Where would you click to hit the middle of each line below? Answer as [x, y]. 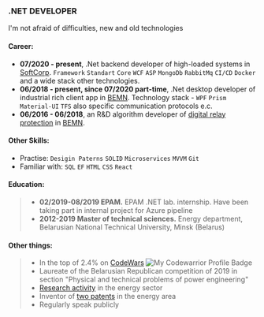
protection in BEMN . [52, 122]
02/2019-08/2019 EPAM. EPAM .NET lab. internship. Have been [144, 202]
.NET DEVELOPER [43, 11]
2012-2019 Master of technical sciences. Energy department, [141, 218]
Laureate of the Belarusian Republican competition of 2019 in [138, 271]
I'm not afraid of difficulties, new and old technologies [96, 28]
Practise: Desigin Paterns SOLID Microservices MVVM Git [109, 158]
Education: [26, 185]
